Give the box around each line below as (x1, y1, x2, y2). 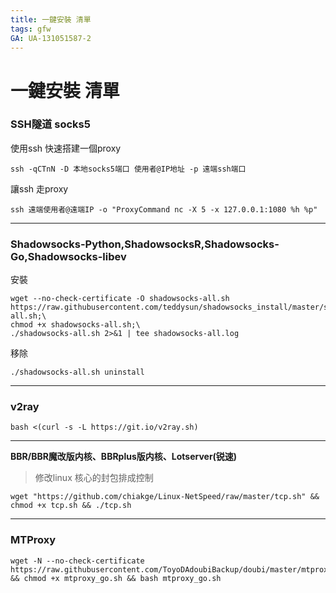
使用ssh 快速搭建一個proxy (10, 142, 122, 154)
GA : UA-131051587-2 (10, 33, 92, 43)
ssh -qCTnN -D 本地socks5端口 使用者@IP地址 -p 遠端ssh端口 (10, 164, 247, 174)
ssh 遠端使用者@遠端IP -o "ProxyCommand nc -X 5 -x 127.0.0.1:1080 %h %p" (10, 204, 318, 215)
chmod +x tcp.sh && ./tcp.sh (10, 501, 132, 511)
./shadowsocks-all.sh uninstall (10, 367, 145, 378)
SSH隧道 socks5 (10, 117, 91, 131)
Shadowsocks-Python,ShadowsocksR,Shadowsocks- (10, 237, 280, 251)
